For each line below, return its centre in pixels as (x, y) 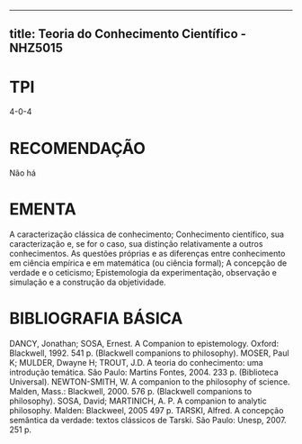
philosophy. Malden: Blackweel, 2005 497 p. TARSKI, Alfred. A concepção (147, 411)
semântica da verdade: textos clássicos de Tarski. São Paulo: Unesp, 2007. (148, 421)
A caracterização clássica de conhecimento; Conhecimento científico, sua (147, 234)
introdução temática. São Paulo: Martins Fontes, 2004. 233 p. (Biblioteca (144, 372)
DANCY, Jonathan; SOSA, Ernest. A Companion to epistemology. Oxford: (144, 344)
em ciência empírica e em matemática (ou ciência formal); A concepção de (148, 263)
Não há (22, 173)
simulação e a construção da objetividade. (88, 282)
